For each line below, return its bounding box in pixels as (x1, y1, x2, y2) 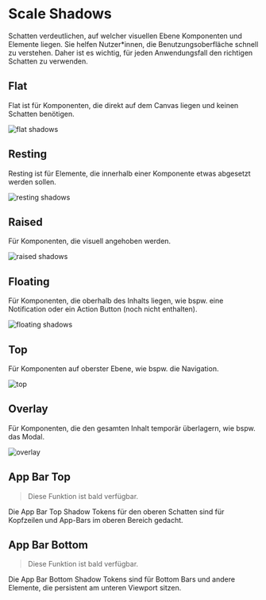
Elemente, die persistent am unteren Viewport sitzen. (8, 583, 182, 593)
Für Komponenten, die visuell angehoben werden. (8, 236, 172, 246)
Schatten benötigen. (8, 109, 75, 118)
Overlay (8, 402, 48, 416)
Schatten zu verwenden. (8, 56, 89, 66)
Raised (8, 215, 44, 229)
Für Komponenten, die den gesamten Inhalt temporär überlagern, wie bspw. (8, 423, 256, 433)
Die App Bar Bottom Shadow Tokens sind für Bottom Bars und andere (8, 575, 236, 584)
